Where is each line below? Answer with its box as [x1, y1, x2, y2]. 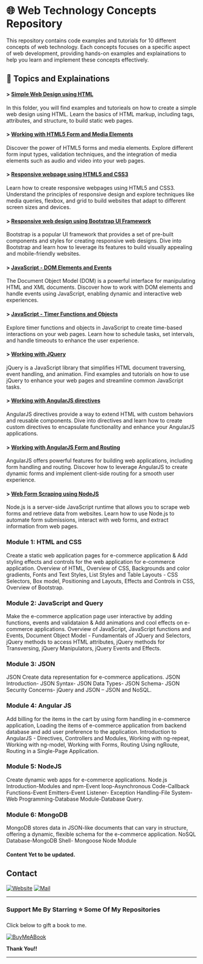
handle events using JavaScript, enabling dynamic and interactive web [6, 290, 182, 297]
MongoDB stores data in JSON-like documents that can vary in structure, [6, 824, 188, 832]
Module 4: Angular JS [6, 702, 71, 710]
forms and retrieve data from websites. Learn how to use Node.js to [6, 510, 175, 517]
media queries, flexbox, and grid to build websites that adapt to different [6, 197, 186, 204]
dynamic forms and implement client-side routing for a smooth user [6, 470, 175, 477]
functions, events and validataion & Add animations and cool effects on [6, 619, 183, 626]
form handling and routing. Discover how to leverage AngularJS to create [6, 464, 188, 471]
